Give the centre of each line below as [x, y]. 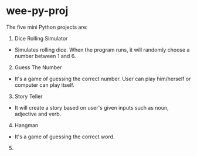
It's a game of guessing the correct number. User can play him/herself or [103, 79]
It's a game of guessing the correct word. [64, 137]
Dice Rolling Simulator [41, 38]
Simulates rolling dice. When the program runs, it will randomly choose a [102, 50]
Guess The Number [38, 67]
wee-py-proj [37, 11]
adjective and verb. [38, 114]
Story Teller [28, 96]
